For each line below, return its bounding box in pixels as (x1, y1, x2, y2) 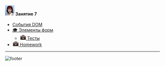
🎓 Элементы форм (12, 27, 54, 33)
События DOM (12, 22, 43, 28)
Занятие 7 (15, 11, 37, 16)
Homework (19, 42, 42, 48)
